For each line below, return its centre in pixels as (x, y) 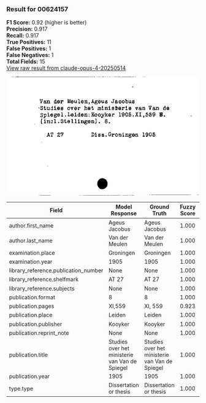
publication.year (29, 377)
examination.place (32, 253)
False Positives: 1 (29, 48)
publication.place (31, 315)
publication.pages (32, 306)
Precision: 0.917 (27, 29)
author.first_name (31, 226)
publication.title (28, 355)
